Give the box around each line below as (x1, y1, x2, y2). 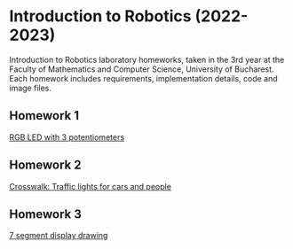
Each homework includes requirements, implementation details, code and (9, 73, 278, 83)
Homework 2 (9, 158, 82, 173)
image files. (9, 82, 51, 93)
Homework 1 (9, 108, 80, 123)
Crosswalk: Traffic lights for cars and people (9, 181, 171, 191)
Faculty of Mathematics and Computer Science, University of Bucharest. (9, 64, 274, 74)
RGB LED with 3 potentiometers (9, 131, 125, 143)
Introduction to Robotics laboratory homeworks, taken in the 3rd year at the (9, 54, 285, 65)
